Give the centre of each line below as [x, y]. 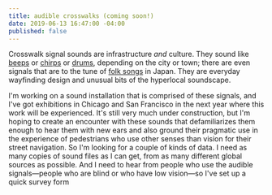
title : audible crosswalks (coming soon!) [81, 16]
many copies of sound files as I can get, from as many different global [125, 156]
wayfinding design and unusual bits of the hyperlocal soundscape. [120, 80]
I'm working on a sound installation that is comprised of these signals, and [133, 96]
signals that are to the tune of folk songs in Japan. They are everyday [125, 71]
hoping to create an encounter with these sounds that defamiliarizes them [132, 122]
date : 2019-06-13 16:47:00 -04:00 [67, 24]
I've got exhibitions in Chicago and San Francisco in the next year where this [136, 104]
